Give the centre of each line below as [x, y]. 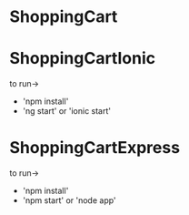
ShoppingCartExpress [94, 148]
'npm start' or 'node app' [69, 200]
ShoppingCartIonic [83, 59]
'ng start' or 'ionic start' [67, 111]
